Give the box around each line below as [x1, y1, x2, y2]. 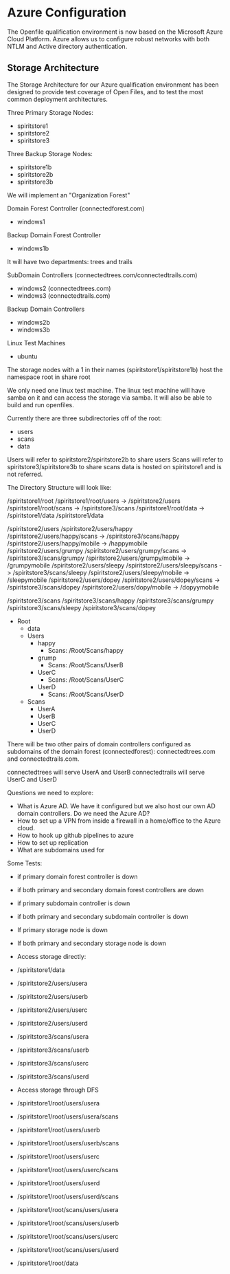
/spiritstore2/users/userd [16, 1019, 88, 1027]
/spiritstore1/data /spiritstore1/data [7, 511, 104, 519]
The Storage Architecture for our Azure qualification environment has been [7, 80, 219, 89]
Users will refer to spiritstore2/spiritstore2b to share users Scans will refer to [7, 455, 224, 464]
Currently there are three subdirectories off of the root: [7, 414, 163, 422]
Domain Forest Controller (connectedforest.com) [7, 204, 145, 213]
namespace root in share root [7, 373, 91, 381]
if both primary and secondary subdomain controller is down [16, 912, 189, 920]
